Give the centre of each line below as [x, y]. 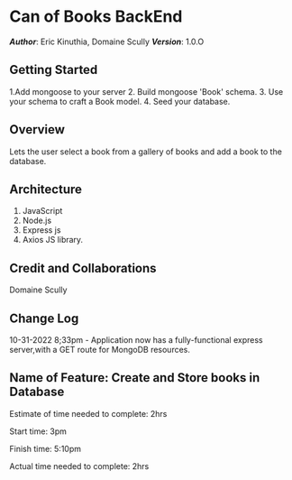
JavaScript [42, 211]
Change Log [44, 318]
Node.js [37, 221]
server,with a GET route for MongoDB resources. [100, 350]
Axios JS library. [53, 240]
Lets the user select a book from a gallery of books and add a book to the [146, 152]
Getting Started [54, 70]
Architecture [46, 189]
